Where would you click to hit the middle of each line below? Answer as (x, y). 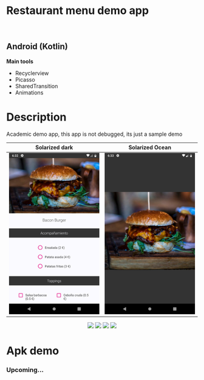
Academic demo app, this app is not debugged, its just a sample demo (94, 134)
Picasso (25, 79)
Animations (29, 93)
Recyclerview (32, 73)
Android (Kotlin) (37, 47)
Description (36, 117)
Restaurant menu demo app (78, 11)
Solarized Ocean (150, 147)
